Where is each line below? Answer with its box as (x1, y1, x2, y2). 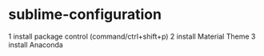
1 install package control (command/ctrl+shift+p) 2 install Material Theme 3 (8, 32, 256, 41)
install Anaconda (8, 39, 64, 49)
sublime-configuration (8, 6, 162, 24)
